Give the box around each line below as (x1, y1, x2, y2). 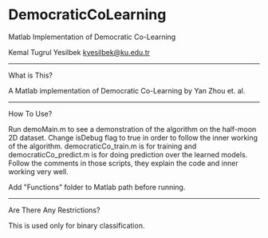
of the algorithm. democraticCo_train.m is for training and (8, 141, 197, 151)
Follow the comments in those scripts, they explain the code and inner (8, 158, 238, 168)
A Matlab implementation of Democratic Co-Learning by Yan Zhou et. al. (8, 85, 246, 95)
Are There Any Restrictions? (8, 205, 100, 215)
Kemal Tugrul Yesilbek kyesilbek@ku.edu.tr (8, 47, 150, 57)
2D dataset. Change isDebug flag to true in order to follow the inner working (8, 133, 258, 142)
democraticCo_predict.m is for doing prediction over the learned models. (8, 149, 248, 159)
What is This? (8, 70, 53, 80)
